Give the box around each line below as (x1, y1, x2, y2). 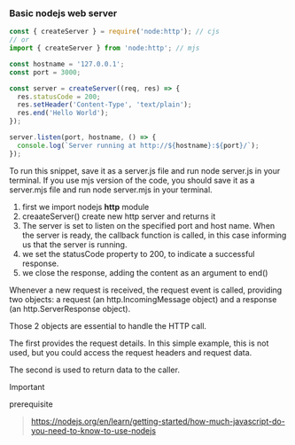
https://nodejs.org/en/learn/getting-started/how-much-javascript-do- (30, 416, 285, 426)
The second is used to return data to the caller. (9, 364, 180, 375)
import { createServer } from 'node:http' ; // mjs (9, 43, 200, 53)
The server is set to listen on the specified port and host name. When (21, 220, 276, 230)
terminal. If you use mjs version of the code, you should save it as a (9, 175, 255, 185)
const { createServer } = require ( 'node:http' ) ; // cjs (9, 27, 220, 36)
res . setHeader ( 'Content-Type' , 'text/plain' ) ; (17, 100, 192, 109)
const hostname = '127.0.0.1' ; (9, 59, 125, 68)
